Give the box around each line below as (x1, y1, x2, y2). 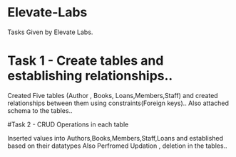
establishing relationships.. (7, 68, 173, 84)
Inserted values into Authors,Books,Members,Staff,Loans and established (7, 134, 223, 142)
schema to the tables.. (7, 106, 73, 114)
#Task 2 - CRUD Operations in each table (7, 120, 129, 129)
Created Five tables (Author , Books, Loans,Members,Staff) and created (7, 91, 219, 99)
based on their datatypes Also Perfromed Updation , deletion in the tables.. (7, 141, 227, 150)
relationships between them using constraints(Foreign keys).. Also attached (7, 99, 230, 107)
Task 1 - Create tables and (7, 53, 164, 69)
